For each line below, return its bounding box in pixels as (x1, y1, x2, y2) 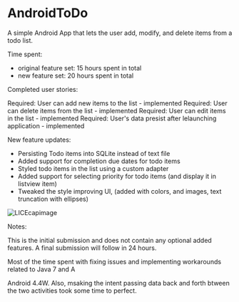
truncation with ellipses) (17, 194, 89, 203)
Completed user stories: (7, 85, 78, 93)
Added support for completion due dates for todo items (17, 157, 180, 165)
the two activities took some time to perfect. (7, 286, 137, 295)
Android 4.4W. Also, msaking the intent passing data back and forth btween (7, 278, 230, 287)
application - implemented (7, 121, 85, 130)
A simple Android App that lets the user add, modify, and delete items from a (7, 28, 233, 37)
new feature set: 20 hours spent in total (17, 71, 134, 80)
